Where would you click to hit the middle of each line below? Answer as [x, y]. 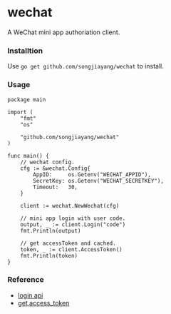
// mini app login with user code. [73, 218]
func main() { [28, 156]
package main [27, 100]
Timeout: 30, [56, 187]
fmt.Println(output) [51, 231]
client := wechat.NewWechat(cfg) [70, 206]
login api [30, 295]
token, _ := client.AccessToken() [71, 249]
